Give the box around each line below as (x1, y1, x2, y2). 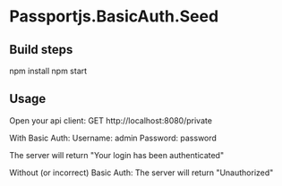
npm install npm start (9, 65, 88, 76)
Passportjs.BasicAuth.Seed (9, 6, 219, 27)
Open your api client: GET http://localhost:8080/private (9, 114, 213, 126)
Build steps (9, 42, 73, 57)
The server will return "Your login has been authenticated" (9, 149, 225, 160)
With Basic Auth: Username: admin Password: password (9, 132, 218, 143)
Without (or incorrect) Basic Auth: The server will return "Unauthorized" (9, 167, 274, 178)
